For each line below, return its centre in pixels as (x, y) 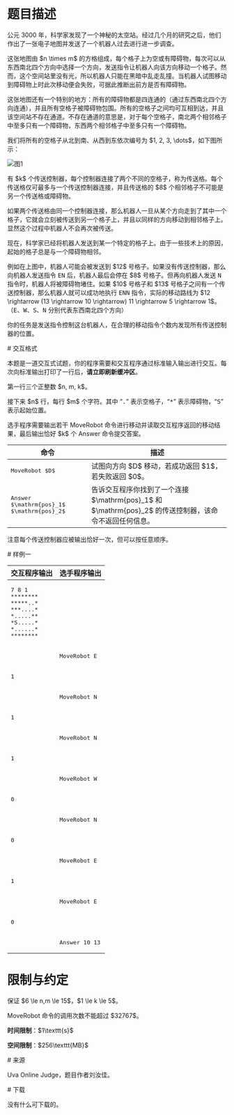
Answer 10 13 (80, 942)
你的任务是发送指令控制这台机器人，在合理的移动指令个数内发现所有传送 (111, 325)
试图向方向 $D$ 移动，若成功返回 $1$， (157, 466)
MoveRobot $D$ (33, 471)
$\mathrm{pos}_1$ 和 (127, 500)
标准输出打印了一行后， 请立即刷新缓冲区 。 (80, 372)
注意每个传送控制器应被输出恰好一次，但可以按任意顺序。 (89, 539)
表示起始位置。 (29, 410)
